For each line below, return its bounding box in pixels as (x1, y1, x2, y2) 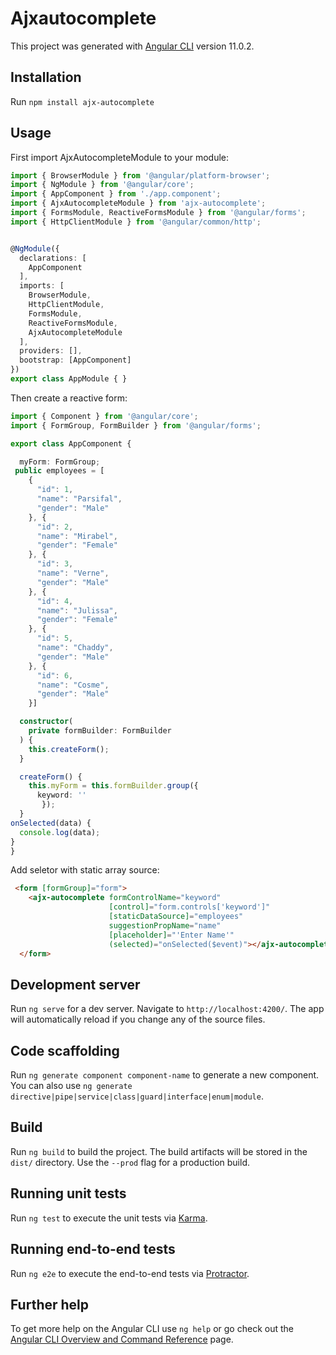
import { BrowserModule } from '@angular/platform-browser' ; (10, 170, 271, 181)
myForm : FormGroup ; (19, 457, 101, 467)
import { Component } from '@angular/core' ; (10, 411, 199, 421)
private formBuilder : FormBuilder (28, 726, 172, 736)
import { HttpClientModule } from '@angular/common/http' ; (10, 217, 262, 227)
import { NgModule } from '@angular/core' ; (10, 180, 195, 190)
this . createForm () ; (28, 744, 110, 754)
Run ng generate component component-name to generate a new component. (10, 1069, 320, 1081)
